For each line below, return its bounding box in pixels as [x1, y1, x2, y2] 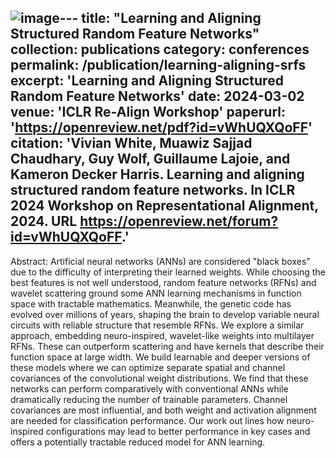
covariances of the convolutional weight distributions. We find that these [10, 372, 309, 384]
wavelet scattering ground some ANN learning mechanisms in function [10, 287, 302, 299]
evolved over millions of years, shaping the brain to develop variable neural [10, 308, 320, 320]
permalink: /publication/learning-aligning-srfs [10, 57, 307, 74]
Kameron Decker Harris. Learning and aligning [10, 166, 305, 183]
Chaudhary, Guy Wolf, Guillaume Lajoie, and [10, 151, 291, 168]
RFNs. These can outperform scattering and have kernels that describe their [10, 340, 325, 352]
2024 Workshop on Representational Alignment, [10, 197, 319, 215]
